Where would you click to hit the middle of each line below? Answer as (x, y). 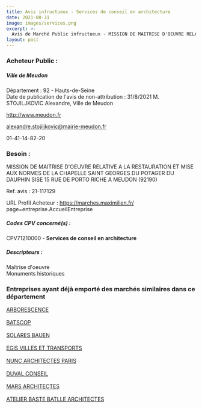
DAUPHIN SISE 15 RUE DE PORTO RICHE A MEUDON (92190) (82, 180)
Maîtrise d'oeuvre (28, 267)
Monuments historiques (35, 274)
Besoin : (18, 153)
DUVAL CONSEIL (27, 374)
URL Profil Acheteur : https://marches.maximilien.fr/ (70, 203)
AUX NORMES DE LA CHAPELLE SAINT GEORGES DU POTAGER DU (90, 173)
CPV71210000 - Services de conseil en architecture (72, 238)
